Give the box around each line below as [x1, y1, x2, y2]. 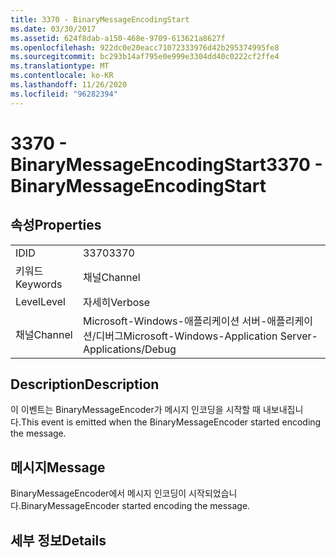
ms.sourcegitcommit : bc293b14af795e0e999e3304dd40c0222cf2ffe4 [10, 52, 280, 62]
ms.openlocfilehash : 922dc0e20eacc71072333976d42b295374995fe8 [10, 42, 280, 53]
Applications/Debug [82, 342, 177, 356]
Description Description [10, 376, 160, 393]
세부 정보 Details [10, 532, 107, 549]
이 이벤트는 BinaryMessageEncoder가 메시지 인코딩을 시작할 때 [10, 404, 261, 416]
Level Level [15, 294, 66, 308]
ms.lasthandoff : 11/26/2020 [10, 80, 128, 90]
